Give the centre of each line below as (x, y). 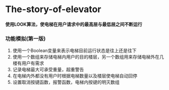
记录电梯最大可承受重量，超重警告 (48, 70)
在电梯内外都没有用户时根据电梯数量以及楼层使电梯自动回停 (75, 76)
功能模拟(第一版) (25, 38)
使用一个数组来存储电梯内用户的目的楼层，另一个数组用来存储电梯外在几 (88, 57)
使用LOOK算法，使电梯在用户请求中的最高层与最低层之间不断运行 (74, 24)
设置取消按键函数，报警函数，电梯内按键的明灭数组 (66, 82)
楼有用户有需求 (28, 63)
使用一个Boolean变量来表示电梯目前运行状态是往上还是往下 (75, 51)
